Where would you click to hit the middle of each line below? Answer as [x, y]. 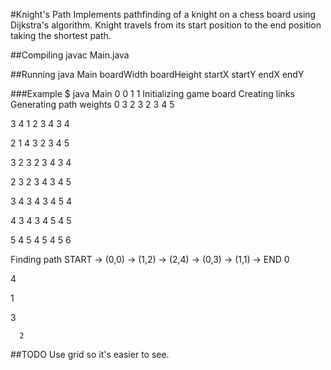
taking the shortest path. [61, 35]
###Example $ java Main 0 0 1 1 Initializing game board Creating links [152, 93]
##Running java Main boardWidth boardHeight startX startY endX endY [157, 74]
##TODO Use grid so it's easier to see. [90, 354]
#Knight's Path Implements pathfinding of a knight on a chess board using [163, 14]
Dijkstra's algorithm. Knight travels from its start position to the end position [166, 25]
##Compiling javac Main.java [70, 55]
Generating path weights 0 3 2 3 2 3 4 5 [92, 104]
